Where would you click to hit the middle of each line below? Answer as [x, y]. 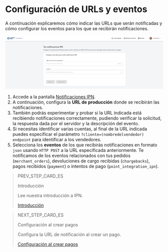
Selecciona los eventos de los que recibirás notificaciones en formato [85, 145]
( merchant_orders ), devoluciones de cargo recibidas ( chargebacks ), [81, 161]
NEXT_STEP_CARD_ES [40, 215]
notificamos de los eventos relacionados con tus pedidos [71, 155]
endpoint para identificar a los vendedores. [57, 139]
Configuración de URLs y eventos [76, 9]
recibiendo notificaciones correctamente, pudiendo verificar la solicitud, [87, 118]
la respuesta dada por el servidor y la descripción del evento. [76, 123]
